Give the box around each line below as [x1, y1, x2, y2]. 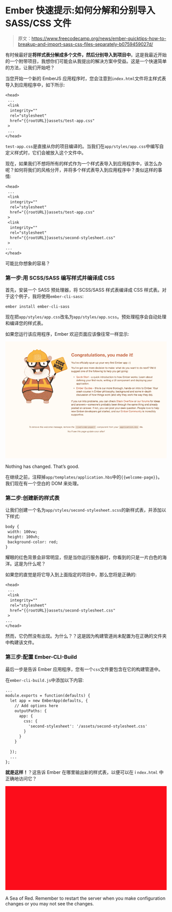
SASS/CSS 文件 [5, 17, 72, 29]
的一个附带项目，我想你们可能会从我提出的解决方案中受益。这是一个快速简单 [5, 58, 167, 64]
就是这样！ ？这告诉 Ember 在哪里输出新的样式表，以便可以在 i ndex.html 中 [5, 769, 164, 775]
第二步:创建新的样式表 [5, 494, 60, 502]
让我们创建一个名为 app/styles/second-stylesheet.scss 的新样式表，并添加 [5, 507, 162, 513]
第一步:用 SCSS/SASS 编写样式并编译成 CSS [5, 274, 115, 281]
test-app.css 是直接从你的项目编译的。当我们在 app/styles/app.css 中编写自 [5, 143, 164, 149]
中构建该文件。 [5, 639, 37, 645]
